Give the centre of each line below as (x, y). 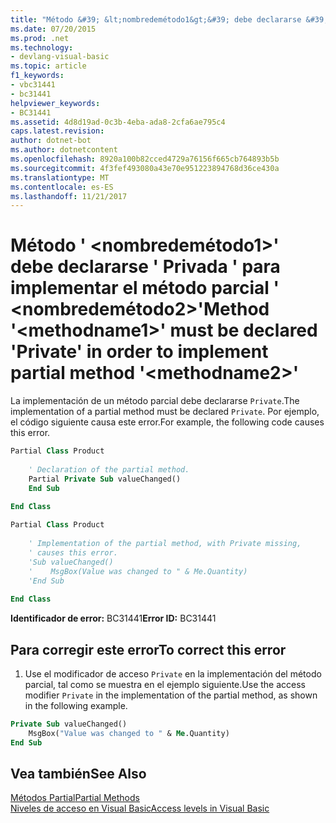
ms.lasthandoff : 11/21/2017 (69, 196)
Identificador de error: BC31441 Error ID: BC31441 (113, 618)
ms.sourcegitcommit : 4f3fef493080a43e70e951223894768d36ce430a (145, 168)
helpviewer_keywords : (55, 103)
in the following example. (76, 705)
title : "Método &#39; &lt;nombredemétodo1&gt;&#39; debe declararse (156, 19)
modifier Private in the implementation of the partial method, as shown (171, 695)
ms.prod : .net (40, 38)
